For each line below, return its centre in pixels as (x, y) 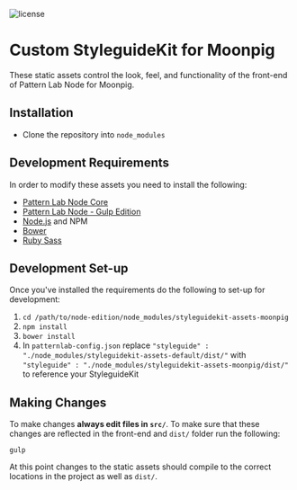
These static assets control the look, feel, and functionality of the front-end (148, 75)
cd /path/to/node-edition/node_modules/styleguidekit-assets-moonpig (156, 318)
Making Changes (58, 402)
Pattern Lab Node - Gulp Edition (81, 211)
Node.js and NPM (55, 221)
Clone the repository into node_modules (94, 134)
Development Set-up (69, 268)
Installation (41, 113)
